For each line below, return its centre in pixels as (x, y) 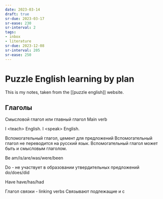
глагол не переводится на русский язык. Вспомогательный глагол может (81, 144)
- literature (18, 41)
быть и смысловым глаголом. (36, 148)
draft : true (17, 14)
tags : (10, 32)
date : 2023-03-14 (23, 9)
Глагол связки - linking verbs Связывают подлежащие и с (65, 191)
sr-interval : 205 (23, 50)
